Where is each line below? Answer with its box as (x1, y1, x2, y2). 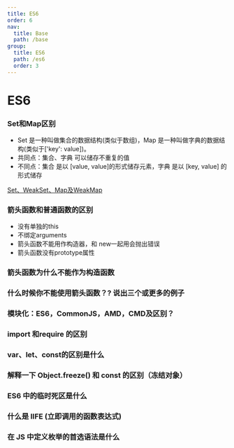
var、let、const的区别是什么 (7, 350, 105, 360)
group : (7, 43, 27, 50)
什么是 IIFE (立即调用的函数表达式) (7, 411, 122, 421)
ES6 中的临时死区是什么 (7, 391, 87, 400)
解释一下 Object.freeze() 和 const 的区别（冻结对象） (7, 370, 187, 380)
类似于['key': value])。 (25, 145, 91, 153)
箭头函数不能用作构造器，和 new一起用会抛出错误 (17, 239, 161, 248)
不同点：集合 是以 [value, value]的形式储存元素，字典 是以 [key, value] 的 (17, 162, 227, 171)
